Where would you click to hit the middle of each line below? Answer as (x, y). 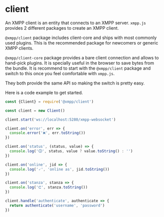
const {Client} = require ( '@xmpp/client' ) (49, 102)
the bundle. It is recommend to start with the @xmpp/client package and (78, 68)
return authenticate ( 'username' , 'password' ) (57, 205)
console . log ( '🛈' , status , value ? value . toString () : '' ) (71, 151)
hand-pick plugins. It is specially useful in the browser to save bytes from (80, 63)
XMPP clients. (19, 48)
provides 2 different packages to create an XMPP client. (62, 28)
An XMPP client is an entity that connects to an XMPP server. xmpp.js (76, 23)
